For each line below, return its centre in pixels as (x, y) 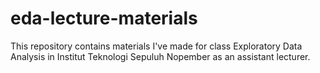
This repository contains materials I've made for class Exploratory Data (156, 46)
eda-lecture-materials (104, 18)
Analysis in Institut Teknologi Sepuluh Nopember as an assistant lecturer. (160, 56)
